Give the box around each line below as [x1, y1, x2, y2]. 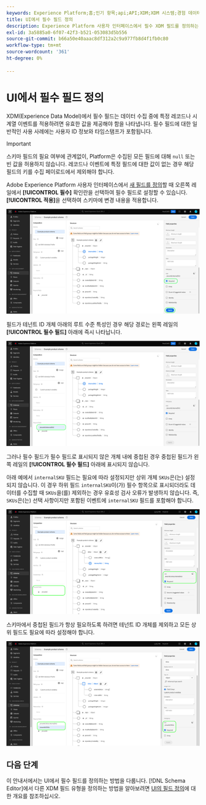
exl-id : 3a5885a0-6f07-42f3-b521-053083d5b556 [6, 29, 128, 36]
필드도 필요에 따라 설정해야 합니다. [12, 629, 95, 636]
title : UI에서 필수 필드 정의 [6, 16, 74, 23]
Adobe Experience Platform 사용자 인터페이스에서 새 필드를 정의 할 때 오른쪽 [6, 181, 190, 188]
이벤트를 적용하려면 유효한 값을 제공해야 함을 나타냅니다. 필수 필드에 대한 [17, 120, 191, 127]
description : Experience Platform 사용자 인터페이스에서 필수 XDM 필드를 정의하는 [6, 23, 199, 29]
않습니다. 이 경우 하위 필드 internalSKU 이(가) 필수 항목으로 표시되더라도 [17, 481, 189, 488]
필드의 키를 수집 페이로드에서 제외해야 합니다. [6, 168, 115, 175]
